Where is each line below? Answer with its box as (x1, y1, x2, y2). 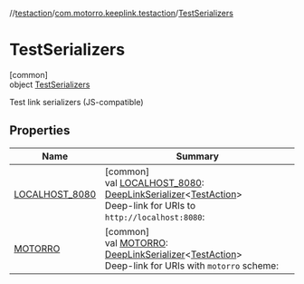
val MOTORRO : (104, 236, 169, 249)
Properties (9, 122, 71, 139)
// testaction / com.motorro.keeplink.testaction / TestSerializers (9, 8, 233, 18)
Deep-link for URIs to (104, 199, 196, 211)
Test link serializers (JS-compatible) (9, 96, 144, 107)
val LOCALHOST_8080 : (104, 176, 205, 189)
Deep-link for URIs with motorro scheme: (104, 259, 279, 271)
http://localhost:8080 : (104, 211, 205, 223)
